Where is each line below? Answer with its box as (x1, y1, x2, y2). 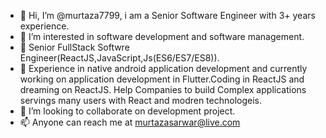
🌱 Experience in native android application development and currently (19, 63, 308, 74)
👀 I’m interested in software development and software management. (19, 31, 305, 42)
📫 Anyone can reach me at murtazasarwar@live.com (19, 116, 241, 128)
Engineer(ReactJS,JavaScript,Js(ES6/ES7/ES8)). (19, 52, 220, 64)
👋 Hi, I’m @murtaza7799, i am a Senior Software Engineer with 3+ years (19, 10, 316, 21)
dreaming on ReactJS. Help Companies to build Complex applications (19, 84, 307, 95)
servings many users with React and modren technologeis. (19, 95, 263, 106)
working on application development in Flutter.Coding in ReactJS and (19, 73, 305, 85)
